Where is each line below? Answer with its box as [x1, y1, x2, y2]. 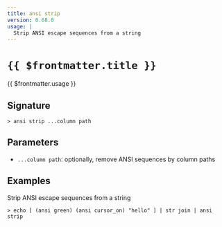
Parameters [7, 136, 59, 149]
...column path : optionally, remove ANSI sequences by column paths [17, 155, 216, 163]
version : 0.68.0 [7, 17, 54, 24]
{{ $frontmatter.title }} [7, 60, 157, 73]
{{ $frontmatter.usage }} [7, 80, 76, 88]
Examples [7, 175, 51, 187]
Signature [7, 100, 51, 111]
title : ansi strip [7, 10, 60, 17]
